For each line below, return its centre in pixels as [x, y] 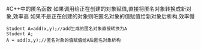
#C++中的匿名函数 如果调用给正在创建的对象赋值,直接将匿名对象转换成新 [96, 9]
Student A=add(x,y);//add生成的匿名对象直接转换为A [67, 29]
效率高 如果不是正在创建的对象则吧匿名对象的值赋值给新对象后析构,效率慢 [104, 16]
